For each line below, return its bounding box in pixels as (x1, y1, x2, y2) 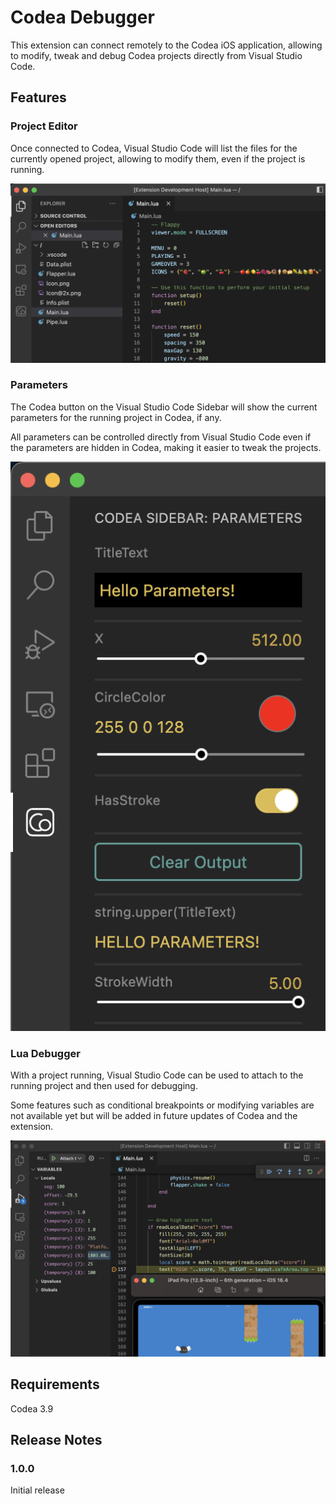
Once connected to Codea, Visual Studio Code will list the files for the (10, 142, 298, 154)
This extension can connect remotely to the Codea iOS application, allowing (10, 39, 323, 51)
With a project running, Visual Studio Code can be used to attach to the (10, 1069, 304, 1081)
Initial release (10, 1484, 65, 1496)
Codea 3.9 (10, 1402, 54, 1415)
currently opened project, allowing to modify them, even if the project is (10, 152, 306, 165)
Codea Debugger (10, 6, 155, 29)
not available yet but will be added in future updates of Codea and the (10, 1110, 298, 1122)
